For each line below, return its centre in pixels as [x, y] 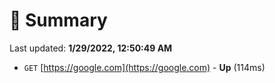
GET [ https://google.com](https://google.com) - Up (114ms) [144, 67]
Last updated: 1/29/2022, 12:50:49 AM [91, 48]
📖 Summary [58, 20]
